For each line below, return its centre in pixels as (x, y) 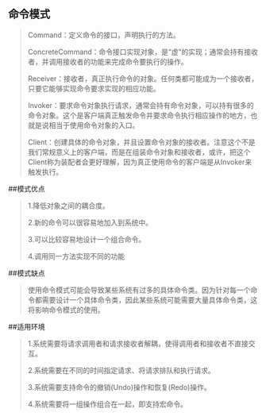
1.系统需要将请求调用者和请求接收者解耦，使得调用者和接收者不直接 (138, 343)
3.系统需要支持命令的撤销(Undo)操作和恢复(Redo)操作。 (120, 387)
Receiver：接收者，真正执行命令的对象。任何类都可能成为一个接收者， (143, 79)
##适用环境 (27, 326)
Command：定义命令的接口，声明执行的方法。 (104, 35)
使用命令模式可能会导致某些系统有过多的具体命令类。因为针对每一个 (139, 290)
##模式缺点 (27, 273)
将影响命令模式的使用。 (66, 310)
